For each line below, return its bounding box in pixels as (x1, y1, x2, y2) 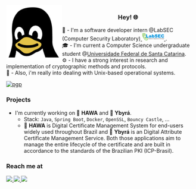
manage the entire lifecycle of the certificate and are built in (23, 141, 171, 148)
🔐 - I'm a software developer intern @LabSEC (62, 27, 174, 34)
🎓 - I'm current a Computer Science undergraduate (62, 42, 190, 49)
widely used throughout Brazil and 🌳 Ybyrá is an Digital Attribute (23, 128, 182, 135)
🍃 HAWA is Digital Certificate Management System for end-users (23, 122, 183, 129)
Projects (6, 96, 31, 104)
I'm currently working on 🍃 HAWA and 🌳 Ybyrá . (14, 109, 132, 116)
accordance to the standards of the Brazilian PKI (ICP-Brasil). (23, 147, 174, 154)
